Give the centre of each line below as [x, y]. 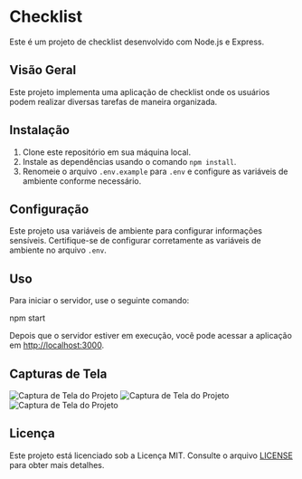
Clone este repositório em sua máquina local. [107, 152]
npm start [28, 318]
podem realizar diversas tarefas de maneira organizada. [113, 101]
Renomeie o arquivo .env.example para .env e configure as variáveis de [155, 171]
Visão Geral [43, 70]
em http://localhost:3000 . [57, 345]
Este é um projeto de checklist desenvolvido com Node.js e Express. [137, 42]
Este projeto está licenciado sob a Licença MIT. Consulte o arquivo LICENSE [151, 455]
